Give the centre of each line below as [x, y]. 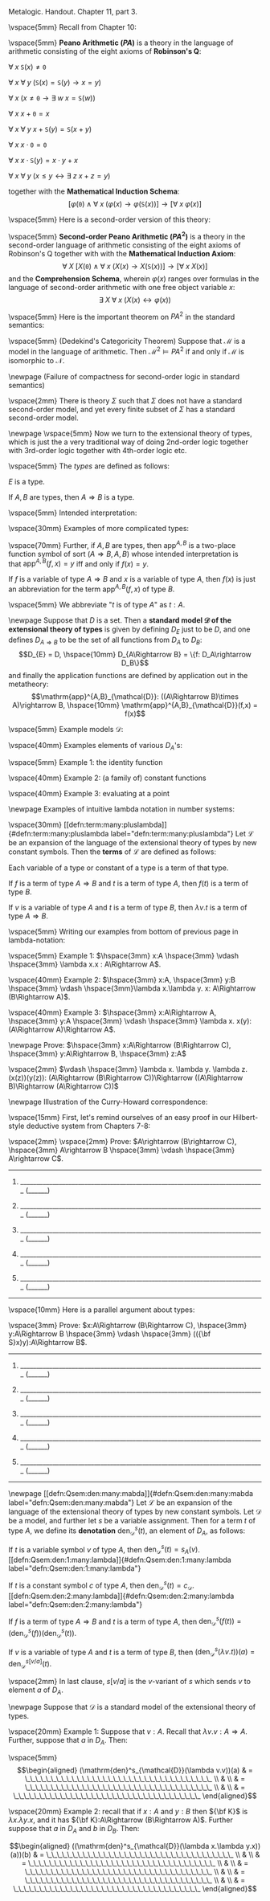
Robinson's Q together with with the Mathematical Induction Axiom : [122, 253]
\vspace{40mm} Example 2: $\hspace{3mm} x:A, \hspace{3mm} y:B [122, 980]
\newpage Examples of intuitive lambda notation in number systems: [122, 809]
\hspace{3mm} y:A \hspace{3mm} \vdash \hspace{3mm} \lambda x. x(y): [130, 1021]
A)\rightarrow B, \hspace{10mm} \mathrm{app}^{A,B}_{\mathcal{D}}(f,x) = [135, 705]
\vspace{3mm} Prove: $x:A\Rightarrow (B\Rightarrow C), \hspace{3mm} [128, 1326]
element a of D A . [36, 1690]
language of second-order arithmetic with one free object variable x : [122, 287]
